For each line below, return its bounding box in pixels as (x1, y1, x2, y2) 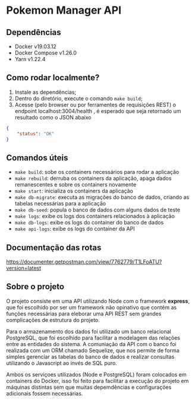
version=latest (6, 265, 42, 272)
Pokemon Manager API (6, 4, 122, 17)
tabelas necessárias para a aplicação (14, 200, 106, 207)
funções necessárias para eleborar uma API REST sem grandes (6, 310, 162, 317)
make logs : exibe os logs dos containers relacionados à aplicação (14, 213, 175, 220)
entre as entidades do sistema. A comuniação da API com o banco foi (6, 340, 177, 347)
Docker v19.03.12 (14, 43, 56, 50)
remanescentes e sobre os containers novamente (14, 181, 137, 188)
